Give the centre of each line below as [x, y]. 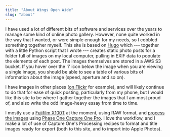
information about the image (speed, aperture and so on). [65, 77]
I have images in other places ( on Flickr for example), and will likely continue [85, 87]
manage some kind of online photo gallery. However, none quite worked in [83, 34]
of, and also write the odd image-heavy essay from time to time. [72, 103]
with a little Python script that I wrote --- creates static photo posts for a [80, 50]
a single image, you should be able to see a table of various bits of [74, 72]
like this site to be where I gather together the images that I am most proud [83, 97]
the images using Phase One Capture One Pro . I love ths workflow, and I [80, 118]
